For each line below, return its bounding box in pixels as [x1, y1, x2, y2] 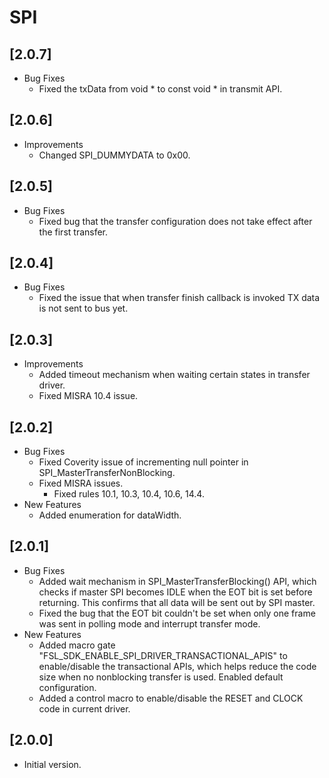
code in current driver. [38, 702, 131, 715]
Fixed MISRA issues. [38, 477, 124, 490]
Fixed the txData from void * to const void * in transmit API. [38, 83, 283, 95]
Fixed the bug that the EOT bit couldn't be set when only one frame [38, 607, 316, 619]
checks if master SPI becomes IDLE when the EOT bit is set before [38, 586, 313, 598]
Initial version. [23, 758, 82, 770]
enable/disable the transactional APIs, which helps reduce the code [38, 660, 317, 672]
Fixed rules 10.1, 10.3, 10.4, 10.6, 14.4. [53, 488, 205, 500]
